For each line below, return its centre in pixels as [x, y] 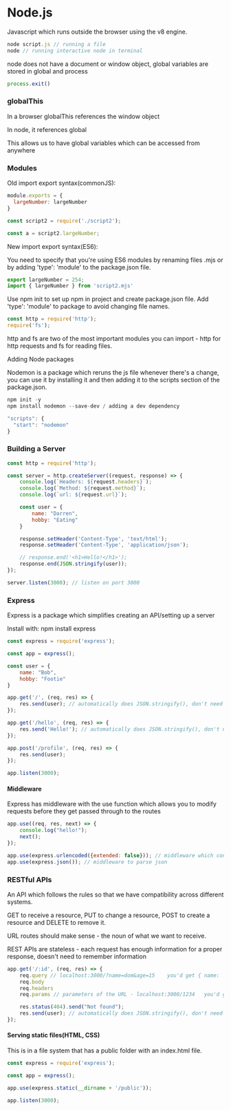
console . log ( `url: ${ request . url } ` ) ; [74, 495]
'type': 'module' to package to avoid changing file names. [88, 307]
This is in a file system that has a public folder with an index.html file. [104, 1050]
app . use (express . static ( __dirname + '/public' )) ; [80, 1088]
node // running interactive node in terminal [75, 51]
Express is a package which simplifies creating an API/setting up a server [111, 615]
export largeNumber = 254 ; [46, 280]
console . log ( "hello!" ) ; [54, 830]
